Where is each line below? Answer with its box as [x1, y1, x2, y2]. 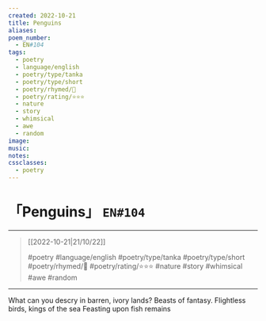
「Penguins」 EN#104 [8, 203, 146, 221]
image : [8, 136, 30, 145]
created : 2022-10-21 [8, 11, 77, 20]
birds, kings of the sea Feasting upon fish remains [8, 304, 172, 313]
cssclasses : [8, 159, 47, 167]
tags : [8, 48, 26, 56]
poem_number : [8, 33, 51, 42]
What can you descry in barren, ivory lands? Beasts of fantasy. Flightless [8, 295, 246, 305]
